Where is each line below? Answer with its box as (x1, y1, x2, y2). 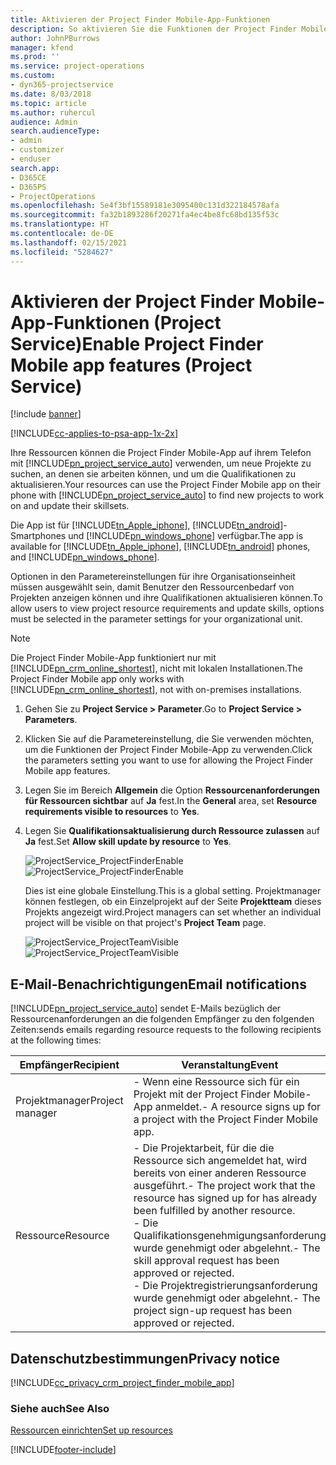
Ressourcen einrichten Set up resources (10, 1424, 173, 1436)
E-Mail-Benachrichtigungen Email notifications (10, 976, 307, 993)
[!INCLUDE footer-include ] (10, 1444, 117, 1456)
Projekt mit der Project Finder (133, 1087, 272, 1101)
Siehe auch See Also (10, 1401, 110, 1415)
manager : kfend (10, 42, 74, 53)
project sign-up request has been (133, 1304, 293, 1318)
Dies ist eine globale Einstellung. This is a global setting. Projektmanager (24, 885, 322, 897)
